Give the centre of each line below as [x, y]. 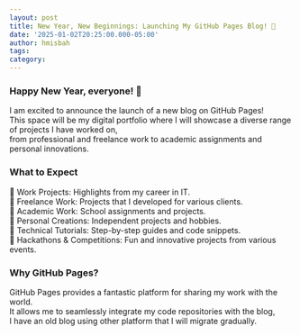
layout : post [34, 18]
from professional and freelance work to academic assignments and [136, 140]
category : [28, 59]
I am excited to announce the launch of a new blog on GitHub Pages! [136, 111]
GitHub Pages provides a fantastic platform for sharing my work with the [143, 292]
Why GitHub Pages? [54, 273]
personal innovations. [50, 149]
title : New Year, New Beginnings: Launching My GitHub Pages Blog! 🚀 [143, 26]
